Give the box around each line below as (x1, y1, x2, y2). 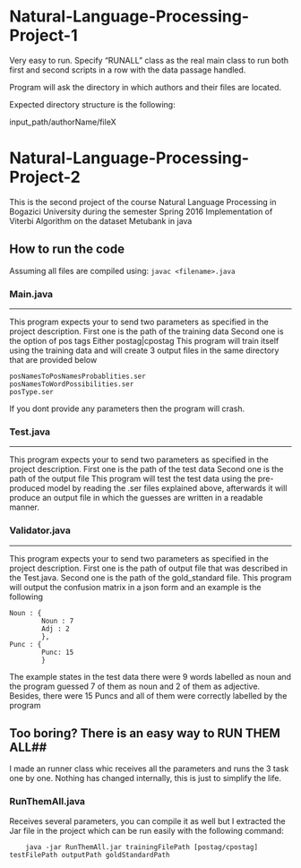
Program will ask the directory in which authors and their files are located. (9, 82, 282, 92)
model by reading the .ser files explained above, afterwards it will (47, 483, 288, 494)
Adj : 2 (41, 624, 70, 633)
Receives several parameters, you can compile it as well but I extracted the (9, 815, 286, 826)
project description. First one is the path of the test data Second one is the (9, 464, 284, 475)
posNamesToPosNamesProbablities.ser (9, 372, 146, 381)
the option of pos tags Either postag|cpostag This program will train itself (9, 335, 279, 346)
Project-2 (9, 168, 81, 187)
